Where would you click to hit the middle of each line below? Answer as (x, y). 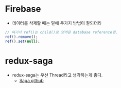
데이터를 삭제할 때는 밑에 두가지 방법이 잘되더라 (57, 23)
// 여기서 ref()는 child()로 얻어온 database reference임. (61, 32)
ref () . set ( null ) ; (23, 41)
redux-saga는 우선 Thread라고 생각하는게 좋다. (57, 75)
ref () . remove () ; (21, 37)
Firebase (23, 9)
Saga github (31, 80)
